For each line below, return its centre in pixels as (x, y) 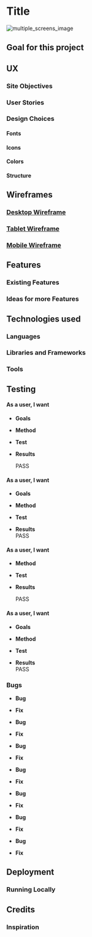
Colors (15, 161)
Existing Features (33, 282)
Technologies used (44, 319)
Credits (21, 909)
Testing (21, 389)
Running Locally (31, 890)
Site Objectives (30, 86)
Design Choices (30, 119)
